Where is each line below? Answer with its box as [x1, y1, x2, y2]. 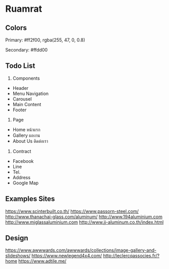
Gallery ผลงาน [12, 132, 40, 138]
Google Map [12, 180, 39, 186]
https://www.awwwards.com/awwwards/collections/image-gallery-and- [5, 247, 157, 253]
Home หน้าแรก [12, 126, 41, 133]
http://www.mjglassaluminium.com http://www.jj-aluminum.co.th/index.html [5, 219, 164, 225]
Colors [5, 23, 27, 32]
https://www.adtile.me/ [18, 258, 67, 264]
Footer [12, 107, 27, 113]
